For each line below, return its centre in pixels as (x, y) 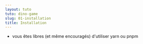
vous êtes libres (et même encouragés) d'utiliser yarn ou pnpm (75, 36)
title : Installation (26, 23)
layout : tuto (18, 9)
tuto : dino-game (21, 14)
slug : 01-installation (28, 18)
